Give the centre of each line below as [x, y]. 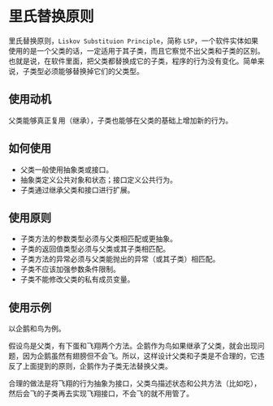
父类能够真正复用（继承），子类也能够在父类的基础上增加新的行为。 [121, 120]
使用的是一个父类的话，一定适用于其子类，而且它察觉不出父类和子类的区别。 [136, 50]
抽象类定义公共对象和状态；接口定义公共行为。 [98, 179]
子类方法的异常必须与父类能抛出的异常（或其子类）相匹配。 [120, 259]
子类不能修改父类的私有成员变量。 [77, 279]
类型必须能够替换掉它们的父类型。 [87, 71]
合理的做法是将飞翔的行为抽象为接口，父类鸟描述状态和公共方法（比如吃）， [135, 383]
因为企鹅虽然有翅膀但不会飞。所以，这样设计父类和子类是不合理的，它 [140, 356]
